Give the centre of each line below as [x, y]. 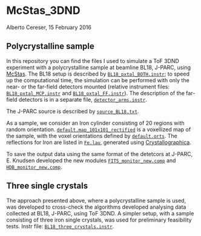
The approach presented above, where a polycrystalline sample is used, [96, 200]
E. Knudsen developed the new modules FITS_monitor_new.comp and [91, 160]
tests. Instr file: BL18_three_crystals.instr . [60, 226]
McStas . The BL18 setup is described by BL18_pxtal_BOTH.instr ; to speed [98, 74]
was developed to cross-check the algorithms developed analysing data [96, 207]
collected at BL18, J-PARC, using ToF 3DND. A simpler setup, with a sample [100, 213]
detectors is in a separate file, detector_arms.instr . [83, 99]
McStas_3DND [43, 11]
